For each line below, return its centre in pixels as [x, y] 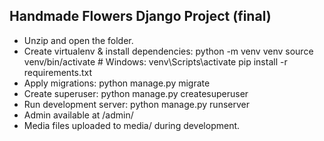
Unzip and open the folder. [78, 40]
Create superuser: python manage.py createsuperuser [136, 93]
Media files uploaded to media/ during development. [132, 125]
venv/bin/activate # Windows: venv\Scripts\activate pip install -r [155, 61]
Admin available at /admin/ [78, 115]
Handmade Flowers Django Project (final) [140, 16]
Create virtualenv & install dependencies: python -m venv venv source [168, 51]
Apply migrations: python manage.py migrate [117, 83]
